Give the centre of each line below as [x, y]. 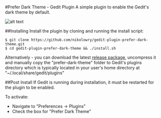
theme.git [15, 44]
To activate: [17, 97]
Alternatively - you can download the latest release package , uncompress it [80, 57]
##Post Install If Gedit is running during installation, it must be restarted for [80, 82]
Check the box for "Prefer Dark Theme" [51, 111]
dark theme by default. [28, 12]
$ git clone [17, 40]
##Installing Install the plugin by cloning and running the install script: [74, 31]
